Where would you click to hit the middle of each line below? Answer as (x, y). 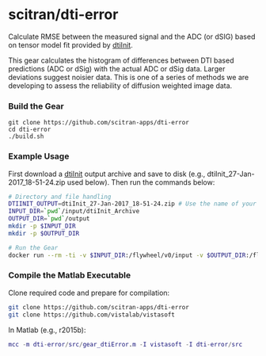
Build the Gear (36, 106)
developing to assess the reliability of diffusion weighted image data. (120, 86)
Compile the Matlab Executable (70, 275)
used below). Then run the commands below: (141, 182)
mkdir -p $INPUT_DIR (42, 226)
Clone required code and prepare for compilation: (89, 293)
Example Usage (39, 156)
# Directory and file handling (60, 197)
